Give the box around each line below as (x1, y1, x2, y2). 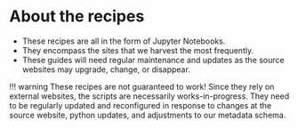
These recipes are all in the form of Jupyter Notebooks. (21, 36, 226, 46)
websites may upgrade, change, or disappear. (21, 64, 191, 75)
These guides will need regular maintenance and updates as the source (21, 54, 285, 65)
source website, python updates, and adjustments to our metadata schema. (9, 109, 286, 120)
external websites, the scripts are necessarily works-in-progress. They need (9, 91, 290, 101)
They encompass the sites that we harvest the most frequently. (21, 44, 254, 55)
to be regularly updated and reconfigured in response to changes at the (9, 100, 272, 110)
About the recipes (9, 6, 145, 27)
